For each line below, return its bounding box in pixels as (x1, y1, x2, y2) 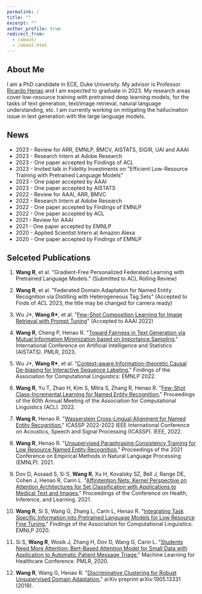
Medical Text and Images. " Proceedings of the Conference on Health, (15, 489, 188, 497)
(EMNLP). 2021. (15, 459, 55, 466)
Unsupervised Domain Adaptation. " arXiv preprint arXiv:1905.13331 (15, 575, 181, 583)
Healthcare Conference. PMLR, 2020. (15, 557, 109, 565)
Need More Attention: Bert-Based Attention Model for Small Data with (15, 545, 188, 552)
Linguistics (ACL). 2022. (15, 403, 76, 411)
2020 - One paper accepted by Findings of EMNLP (15, 235, 142, 242)
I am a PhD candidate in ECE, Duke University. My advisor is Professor (7, 81, 181, 88)
